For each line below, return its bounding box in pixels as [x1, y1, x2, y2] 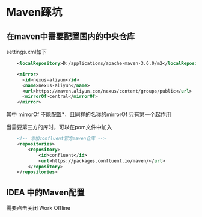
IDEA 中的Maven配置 [6, 187, 85, 197]
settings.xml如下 [6, 49, 47, 55]
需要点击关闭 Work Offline [6, 204, 71, 212]
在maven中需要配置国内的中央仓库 [6, 31, 135, 41]
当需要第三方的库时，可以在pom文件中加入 [6, 124, 112, 131]
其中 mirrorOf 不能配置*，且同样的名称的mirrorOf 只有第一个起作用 [6, 111, 171, 118]
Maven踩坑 [6, 5, 63, 19]
